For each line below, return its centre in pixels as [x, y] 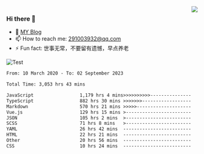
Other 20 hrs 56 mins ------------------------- [99, 141]
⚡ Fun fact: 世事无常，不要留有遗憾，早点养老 [72, 49]
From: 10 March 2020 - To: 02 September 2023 [65, 73]
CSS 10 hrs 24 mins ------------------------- [99, 146]
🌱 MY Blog [28, 32]
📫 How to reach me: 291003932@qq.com [68, 39]
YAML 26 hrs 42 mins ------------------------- [99, 129]
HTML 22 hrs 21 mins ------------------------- [99, 135]
